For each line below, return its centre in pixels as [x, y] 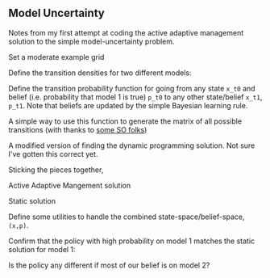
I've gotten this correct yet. [53, 154]
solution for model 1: [42, 249]
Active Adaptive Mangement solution [70, 185]
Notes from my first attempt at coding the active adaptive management [126, 32]
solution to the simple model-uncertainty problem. [91, 41]
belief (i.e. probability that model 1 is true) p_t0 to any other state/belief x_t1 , [135, 97]
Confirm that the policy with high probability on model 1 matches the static [132, 241]
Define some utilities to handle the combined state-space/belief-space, [127, 217]
